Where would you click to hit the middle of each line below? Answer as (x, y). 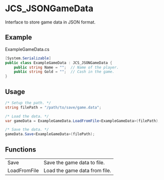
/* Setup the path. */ (28, 103)
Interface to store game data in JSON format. (51, 22)
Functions (21, 149)
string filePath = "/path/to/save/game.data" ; (53, 107)
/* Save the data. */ (27, 130)
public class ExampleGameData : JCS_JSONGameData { (59, 63)
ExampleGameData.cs (27, 49)
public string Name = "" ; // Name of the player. (66, 67)
